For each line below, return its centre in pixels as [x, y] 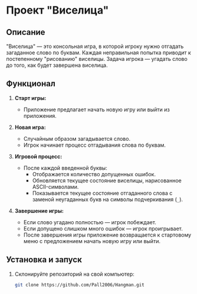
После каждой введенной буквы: [65, 168]
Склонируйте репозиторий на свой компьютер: [74, 274]
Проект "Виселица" [58, 10]
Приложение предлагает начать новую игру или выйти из [96, 109]
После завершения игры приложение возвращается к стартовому [107, 235]
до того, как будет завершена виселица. [57, 65]
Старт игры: [30, 98]
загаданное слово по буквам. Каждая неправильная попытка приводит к [99, 53]
